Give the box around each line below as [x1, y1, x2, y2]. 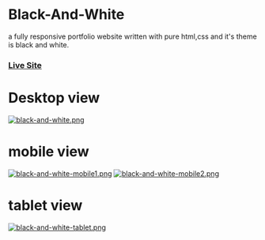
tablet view [8, 196, 83, 214]
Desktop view [8, 89, 100, 107]
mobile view [8, 142, 89, 160]
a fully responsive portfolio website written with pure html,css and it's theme [8, 32, 257, 41]
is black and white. [8, 39, 70, 49]
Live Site [8, 59, 42, 70]
